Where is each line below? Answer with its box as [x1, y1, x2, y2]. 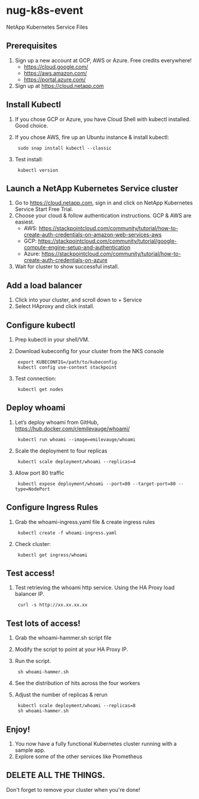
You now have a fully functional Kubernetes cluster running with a [14, 740, 177, 747]
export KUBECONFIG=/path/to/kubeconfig [17, 359, 117, 365]
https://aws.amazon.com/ [23, 70, 87, 77]
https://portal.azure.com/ [23, 76, 86, 83]
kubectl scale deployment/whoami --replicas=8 [17, 702, 136, 709]
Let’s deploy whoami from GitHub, [14, 418, 99, 426]
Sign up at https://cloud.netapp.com [14, 82, 105, 89]
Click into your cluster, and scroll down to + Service [14, 296, 142, 303]
